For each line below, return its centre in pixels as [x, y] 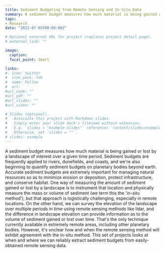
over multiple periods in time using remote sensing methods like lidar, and [80, 209]
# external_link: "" [26, 42]
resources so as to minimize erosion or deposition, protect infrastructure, [79, 177]
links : [12, 69]
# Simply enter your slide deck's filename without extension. [73, 123]
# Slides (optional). [27, 114]
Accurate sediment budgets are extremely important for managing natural [80, 172]
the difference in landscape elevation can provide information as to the [77, 214]
